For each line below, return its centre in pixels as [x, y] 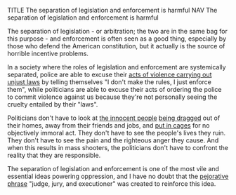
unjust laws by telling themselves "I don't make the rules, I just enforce [110, 82]
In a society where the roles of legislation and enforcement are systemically [117, 67]
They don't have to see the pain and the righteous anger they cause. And [113, 140]
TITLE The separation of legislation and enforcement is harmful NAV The [112, 10]
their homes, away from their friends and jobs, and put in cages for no [109, 125]
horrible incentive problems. [48, 53]
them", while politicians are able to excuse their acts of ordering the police [114, 89]
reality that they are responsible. [54, 155]
